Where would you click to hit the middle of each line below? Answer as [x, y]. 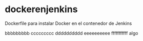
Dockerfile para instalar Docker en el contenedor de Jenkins [68, 23]
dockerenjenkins [41, 9]
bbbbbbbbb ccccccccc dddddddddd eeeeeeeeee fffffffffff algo [71, 33]
